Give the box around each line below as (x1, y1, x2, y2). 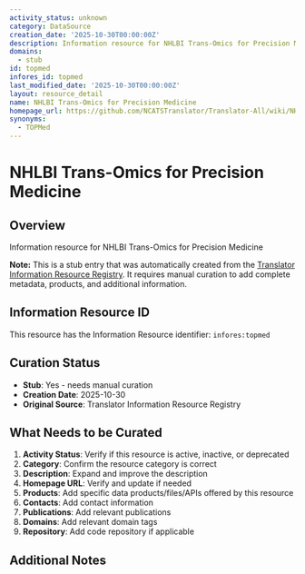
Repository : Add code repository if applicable (22, 526, 195, 537)
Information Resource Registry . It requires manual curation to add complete (9, 269, 290, 280)
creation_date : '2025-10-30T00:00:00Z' (9, 30, 161, 39)
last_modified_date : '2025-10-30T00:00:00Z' (9, 81, 181, 90)
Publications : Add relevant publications (22, 507, 172, 518)
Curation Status (9, 355, 101, 371)
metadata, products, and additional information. (9, 279, 188, 289)
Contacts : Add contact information (22, 497, 154, 509)
